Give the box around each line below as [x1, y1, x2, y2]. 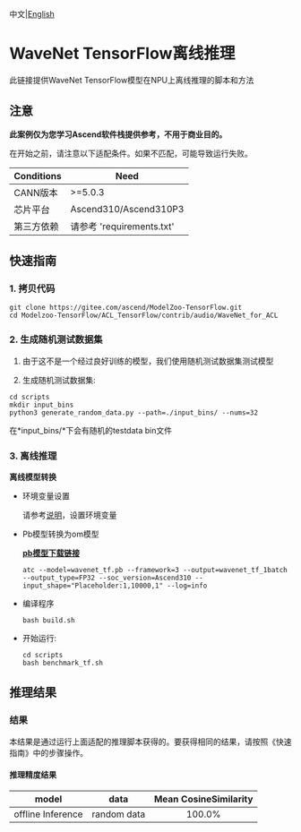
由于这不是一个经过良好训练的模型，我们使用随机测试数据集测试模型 [21, 356, 274, 366]
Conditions [13, 169, 62, 182]
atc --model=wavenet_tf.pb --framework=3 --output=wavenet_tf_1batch [21, 566, 288, 575]
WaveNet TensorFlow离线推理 [9, 44, 236, 64]
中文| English [9, 9, 56, 19]
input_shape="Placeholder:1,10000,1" [21, 581, 164, 590]
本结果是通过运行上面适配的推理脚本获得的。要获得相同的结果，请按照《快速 [9, 736, 292, 747]
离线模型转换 [9, 472, 56, 483]
